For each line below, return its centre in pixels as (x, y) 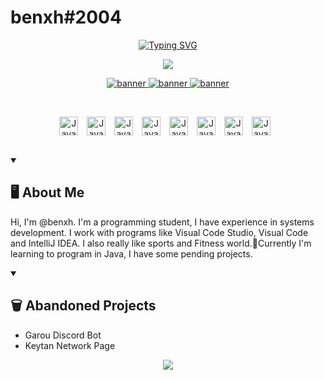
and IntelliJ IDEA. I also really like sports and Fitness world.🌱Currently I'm (161, 243)
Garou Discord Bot (63, 335)
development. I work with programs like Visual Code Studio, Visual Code (159, 232)
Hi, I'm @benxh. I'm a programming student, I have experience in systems (162, 222)
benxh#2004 (66, 17)
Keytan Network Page (70, 345)
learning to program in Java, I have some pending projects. (131, 253)
